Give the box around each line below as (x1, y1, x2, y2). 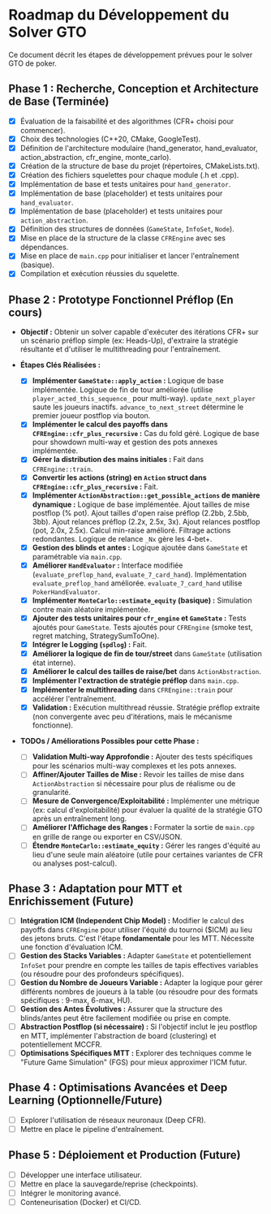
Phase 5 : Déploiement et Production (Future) (8, 1148, 241, 1162)
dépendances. (19, 242, 69, 253)
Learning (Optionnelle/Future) (8, 1094, 163, 1108)
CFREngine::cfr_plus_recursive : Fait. (32, 482, 158, 491)
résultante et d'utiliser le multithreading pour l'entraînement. (19, 344, 222, 354)
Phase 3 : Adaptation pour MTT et (8, 881, 183, 895)
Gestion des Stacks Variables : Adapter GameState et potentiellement (19, 951, 252, 961)
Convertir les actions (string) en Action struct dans (32, 473, 207, 482)
